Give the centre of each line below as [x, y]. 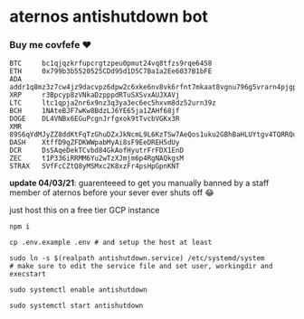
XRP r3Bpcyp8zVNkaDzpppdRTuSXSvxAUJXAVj [95, 95]
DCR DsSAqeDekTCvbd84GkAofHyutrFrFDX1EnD [96, 151]
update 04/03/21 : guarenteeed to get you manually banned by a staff [139, 183]
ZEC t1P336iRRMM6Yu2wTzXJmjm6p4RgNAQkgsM [96, 159]
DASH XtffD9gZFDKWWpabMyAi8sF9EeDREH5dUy [95, 143]
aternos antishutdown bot [109, 17]
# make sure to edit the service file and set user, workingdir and [141, 267]
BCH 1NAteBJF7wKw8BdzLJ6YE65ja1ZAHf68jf [95, 111]
